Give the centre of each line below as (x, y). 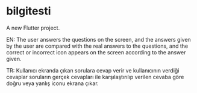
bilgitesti (29, 11)
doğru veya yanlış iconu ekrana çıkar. (52, 83)
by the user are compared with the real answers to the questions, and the (97, 46)
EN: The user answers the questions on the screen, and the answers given (98, 39)
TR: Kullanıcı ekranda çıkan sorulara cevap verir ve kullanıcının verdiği (93, 70)
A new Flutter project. (33, 28)
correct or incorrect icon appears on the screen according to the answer (96, 52)
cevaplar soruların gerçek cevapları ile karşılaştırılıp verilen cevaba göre (95, 77)
